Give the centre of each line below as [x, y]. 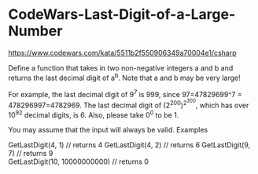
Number [35, 31]
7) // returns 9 [31, 154]
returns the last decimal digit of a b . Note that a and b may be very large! [124, 77]
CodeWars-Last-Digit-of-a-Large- [122, 14]
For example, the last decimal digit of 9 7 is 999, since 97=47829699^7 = [125, 93]
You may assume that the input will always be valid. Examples [108, 130]
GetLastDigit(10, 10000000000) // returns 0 [79, 161]
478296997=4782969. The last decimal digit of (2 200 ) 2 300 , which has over [129, 104]
